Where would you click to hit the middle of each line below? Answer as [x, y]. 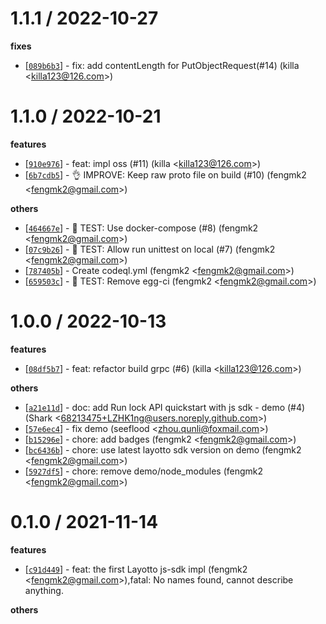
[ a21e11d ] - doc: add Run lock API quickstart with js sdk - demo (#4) [165, 407]
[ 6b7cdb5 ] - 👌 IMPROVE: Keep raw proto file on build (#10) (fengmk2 [165, 174]
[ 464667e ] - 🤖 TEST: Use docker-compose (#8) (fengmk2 [141, 228]
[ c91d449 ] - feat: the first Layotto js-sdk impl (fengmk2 [136, 569]
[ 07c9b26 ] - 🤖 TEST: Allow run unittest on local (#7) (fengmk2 [150, 249]
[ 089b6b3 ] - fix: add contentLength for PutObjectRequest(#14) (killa [162, 65]
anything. [44, 590]
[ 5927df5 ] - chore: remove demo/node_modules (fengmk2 [144, 471]
